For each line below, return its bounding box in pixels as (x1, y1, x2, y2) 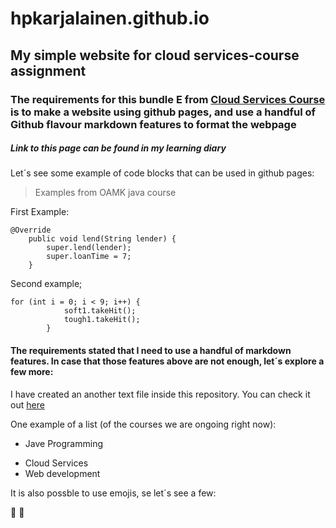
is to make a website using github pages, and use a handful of (10, 105, 317, 119)
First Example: (10, 206, 70, 218)
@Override (10, 225, 52, 236)
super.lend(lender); (46, 243, 132, 253)
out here (10, 398, 45, 411)
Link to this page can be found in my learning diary (10, 142, 227, 154)
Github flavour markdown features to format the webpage (10, 117, 297, 131)
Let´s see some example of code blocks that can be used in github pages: (10, 167, 315, 179)
